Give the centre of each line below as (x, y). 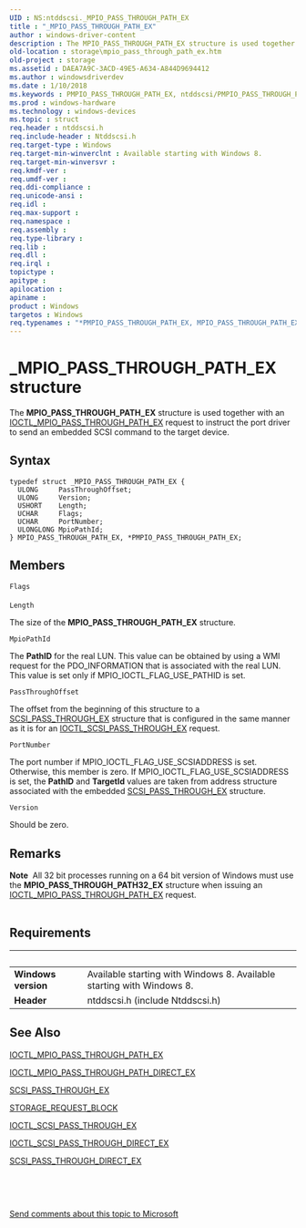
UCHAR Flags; (51, 513)
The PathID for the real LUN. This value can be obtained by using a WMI (145, 656)
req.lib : (28, 247)
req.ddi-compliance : (51, 188)
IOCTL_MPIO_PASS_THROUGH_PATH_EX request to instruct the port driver (150, 423)
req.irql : (30, 264)
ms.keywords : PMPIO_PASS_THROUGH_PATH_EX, (93, 94)
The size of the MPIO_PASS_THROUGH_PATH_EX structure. (123, 623)
